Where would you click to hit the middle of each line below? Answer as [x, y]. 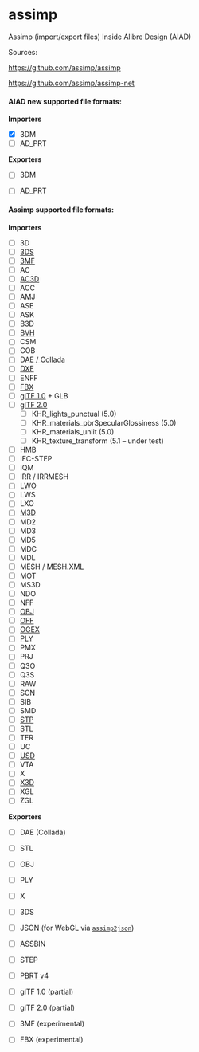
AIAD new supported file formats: [65, 101]
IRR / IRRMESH [44, 477]
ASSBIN [33, 944]
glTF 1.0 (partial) [47, 992]
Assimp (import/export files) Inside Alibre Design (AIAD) [100, 37]
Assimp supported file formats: [61, 210]
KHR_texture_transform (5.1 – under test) [98, 441]
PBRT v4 [34, 976]
